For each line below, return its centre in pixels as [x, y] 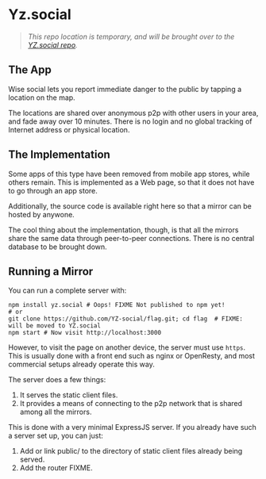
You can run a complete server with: [67, 290]
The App [30, 70]
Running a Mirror [51, 271]
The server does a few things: [57, 380]
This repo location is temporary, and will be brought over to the [131, 36]
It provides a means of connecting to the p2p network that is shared [131, 404]
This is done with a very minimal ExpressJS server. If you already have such [132, 427]
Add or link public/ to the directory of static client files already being [131, 451]
